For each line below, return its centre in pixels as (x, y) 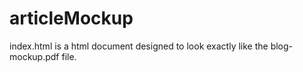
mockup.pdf (34, 56)
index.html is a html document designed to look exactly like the (139, 46)
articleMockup (71, 18)
